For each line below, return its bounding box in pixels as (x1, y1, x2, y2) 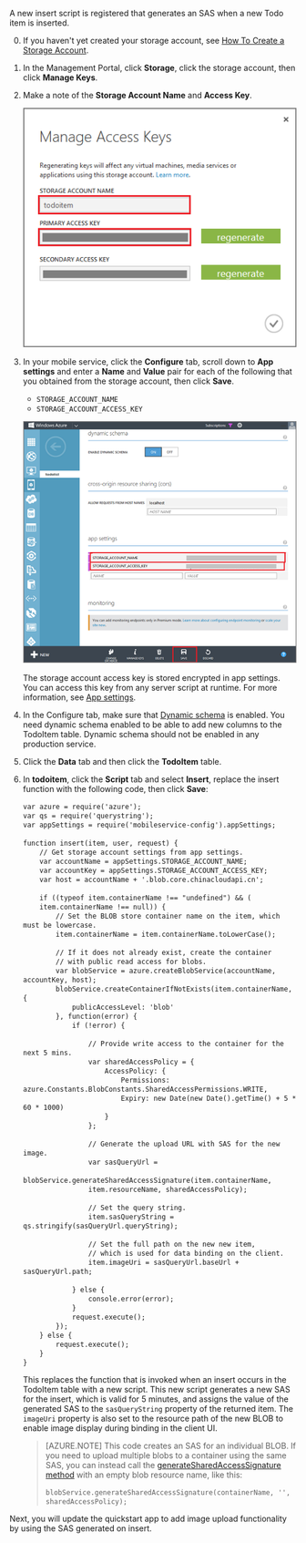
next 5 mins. (22, 1048, 73, 1058)
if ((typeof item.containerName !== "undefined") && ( (39, 893, 252, 903)
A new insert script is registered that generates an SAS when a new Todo (9, 8, 284, 18)
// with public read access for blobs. (56, 957, 207, 967)
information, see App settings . (22, 692, 137, 703)
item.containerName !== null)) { (39, 902, 167, 912)
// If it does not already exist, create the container (56, 948, 272, 958)
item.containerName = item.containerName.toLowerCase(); (56, 930, 276, 940)
